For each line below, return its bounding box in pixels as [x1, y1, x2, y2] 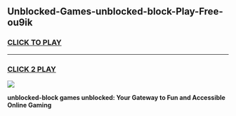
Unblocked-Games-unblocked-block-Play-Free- [7, 6, 223, 18]
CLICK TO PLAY [7, 38, 62, 48]
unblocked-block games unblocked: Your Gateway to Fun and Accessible [7, 93, 226, 101]
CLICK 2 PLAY [7, 64, 56, 74]
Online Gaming [7, 101, 52, 109]
